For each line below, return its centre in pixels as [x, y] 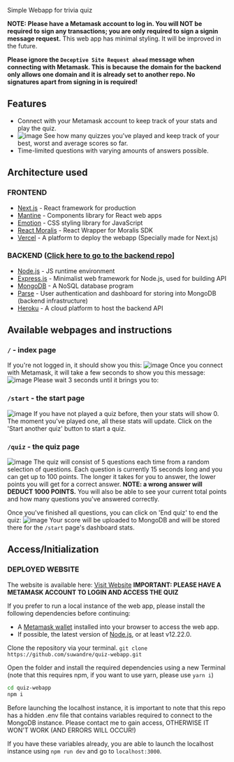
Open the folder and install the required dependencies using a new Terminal [116, 667]
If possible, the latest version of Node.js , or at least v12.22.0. [104, 634]
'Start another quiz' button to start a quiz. [67, 428]
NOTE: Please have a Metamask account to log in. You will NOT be [105, 23]
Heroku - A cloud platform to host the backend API [90, 308]
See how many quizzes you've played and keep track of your [132, 135]
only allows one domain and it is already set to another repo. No [101, 74]
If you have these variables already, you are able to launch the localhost [111, 743]
